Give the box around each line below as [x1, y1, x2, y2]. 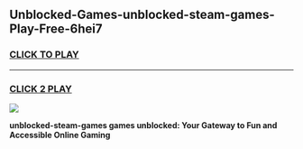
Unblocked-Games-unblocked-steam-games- [9, 7, 275, 23]
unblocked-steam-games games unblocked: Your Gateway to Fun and [9, 119, 278, 130]
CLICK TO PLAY [9, 49, 79, 61]
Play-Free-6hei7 [9, 22, 103, 37]
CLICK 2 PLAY [9, 82, 72, 95]
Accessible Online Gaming [9, 129, 111, 140]
